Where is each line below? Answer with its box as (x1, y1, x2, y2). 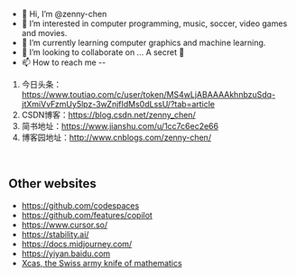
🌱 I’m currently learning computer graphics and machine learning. (21, 37, 266, 48)
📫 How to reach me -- (21, 57, 106, 68)
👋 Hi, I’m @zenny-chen (21, 9, 107, 19)
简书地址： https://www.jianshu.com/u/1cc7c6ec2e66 (21, 121, 218, 131)
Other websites (8, 176, 97, 191)
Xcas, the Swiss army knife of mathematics (21, 257, 182, 268)
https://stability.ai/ (21, 228, 89, 239)
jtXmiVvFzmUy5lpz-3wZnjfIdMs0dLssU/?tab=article (21, 99, 216, 109)
